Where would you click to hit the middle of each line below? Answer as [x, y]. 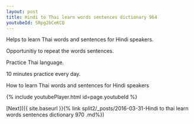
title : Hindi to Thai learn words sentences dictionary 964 [82, 17]
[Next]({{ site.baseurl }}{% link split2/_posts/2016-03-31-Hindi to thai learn [97, 109]
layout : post [22, 12]
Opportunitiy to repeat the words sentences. [60, 51]
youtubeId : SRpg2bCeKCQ [35, 23]
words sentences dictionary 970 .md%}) [55, 115]
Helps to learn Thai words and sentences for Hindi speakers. [80, 40]
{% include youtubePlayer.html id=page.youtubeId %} [72, 97]
